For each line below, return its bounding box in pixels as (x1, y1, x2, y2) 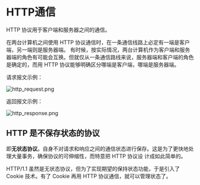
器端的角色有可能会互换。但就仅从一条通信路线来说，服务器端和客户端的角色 (6, 53, 194, 60)
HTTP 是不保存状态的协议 (6, 128, 100, 138)
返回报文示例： (6, 97, 43, 104)
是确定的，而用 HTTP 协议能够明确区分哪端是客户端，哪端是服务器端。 (6, 60, 180, 68)
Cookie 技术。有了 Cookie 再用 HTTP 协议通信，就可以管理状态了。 (6, 173, 171, 180)
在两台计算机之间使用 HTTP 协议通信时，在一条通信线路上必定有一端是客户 (6, 39, 190, 46)
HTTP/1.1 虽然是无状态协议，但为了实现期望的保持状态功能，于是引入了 (6, 165, 180, 172)
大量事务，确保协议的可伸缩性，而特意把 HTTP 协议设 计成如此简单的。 (11, 152, 186, 160)
